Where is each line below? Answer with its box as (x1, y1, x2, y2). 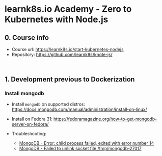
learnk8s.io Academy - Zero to (4, 3, 132, 15)
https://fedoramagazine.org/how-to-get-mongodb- (53, 116, 157, 122)
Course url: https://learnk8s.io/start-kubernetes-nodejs (11, 47, 124, 52)
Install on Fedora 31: (11, 116, 53, 122)
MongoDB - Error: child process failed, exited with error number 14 (19, 140, 154, 146)
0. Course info (4, 33, 49, 42)
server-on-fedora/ (11, 121, 49, 127)
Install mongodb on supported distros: (11, 101, 85, 107)
